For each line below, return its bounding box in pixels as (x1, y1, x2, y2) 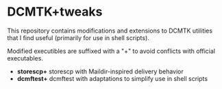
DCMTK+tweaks (7, 4, 103, 20)
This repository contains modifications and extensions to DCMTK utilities (7, 26, 213, 35)
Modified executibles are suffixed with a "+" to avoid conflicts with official (7, 47, 216, 55)
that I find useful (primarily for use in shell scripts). (7, 33, 149, 41)
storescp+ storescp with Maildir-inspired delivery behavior (16, 67, 184, 75)
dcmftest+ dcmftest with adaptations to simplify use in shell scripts (16, 74, 208, 82)
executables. (7, 54, 43, 62)
